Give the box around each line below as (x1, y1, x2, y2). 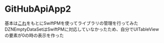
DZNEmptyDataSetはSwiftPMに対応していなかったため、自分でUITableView (4, 26, 159, 32)
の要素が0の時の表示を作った (4, 32, 64, 38)
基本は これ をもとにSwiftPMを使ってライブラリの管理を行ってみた (4, 20, 139, 26)
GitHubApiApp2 (4, 3, 71, 15)
